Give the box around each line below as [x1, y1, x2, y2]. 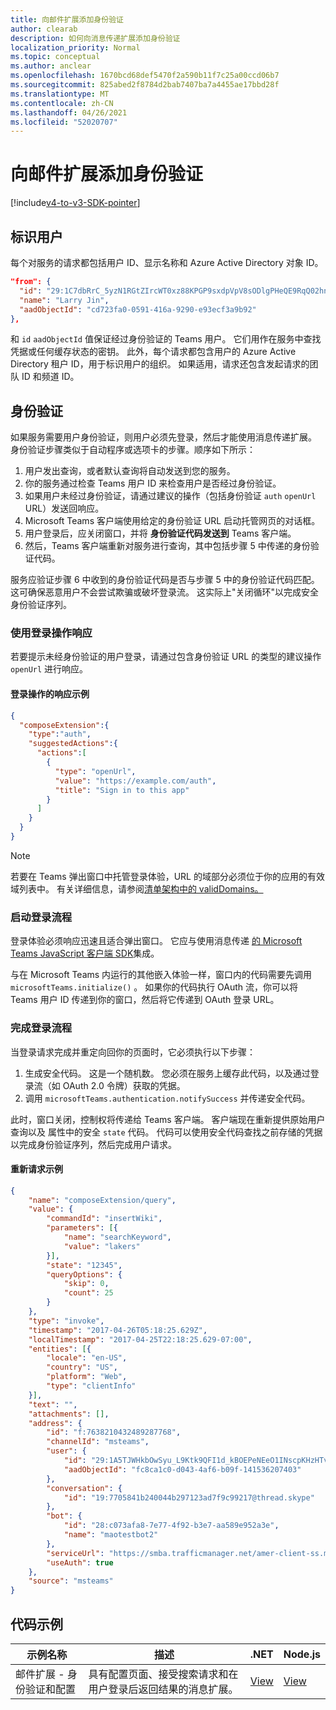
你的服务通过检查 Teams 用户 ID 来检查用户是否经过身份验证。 [24, 477, 282, 490]
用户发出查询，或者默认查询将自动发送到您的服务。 [24, 465, 236, 477]
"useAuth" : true [46, 1557, 114, 1568]
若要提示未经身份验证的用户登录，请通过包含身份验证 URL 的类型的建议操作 [10, 651, 322, 663]
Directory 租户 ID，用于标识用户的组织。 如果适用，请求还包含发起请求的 [10, 358, 310, 370]
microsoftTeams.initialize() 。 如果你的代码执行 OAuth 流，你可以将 [10, 981, 299, 993]
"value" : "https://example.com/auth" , [54, 776, 217, 786]
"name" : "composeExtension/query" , [28, 1195, 177, 1205]
